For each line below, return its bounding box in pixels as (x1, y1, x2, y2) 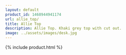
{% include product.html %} (5, 44, 63, 50)
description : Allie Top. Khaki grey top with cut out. (5, 26, 122, 31)
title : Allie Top (5, 21, 41, 26)
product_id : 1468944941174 (5, 12, 61, 17)
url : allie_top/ (5, 16, 39, 21)
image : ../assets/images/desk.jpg (5, 30, 77, 35)
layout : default (5, 7, 39, 12)
